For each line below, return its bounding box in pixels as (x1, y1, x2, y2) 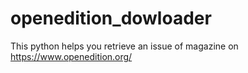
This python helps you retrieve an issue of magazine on (10, 40, 239, 52)
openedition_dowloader (10, 7, 212, 30)
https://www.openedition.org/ (10, 50, 133, 62)
